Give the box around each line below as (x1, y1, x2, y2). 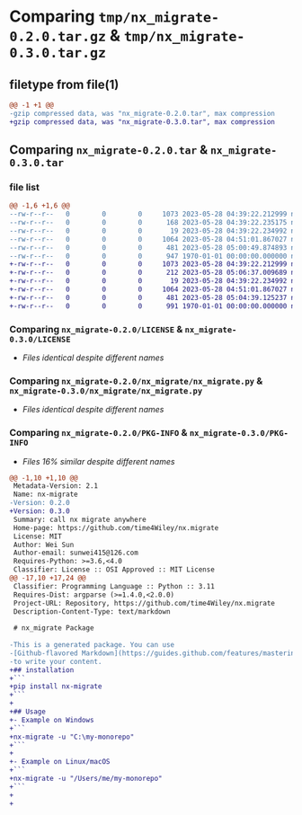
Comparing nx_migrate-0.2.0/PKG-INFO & (9, 427, 188, 439)
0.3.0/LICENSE (9, 334, 71, 344)
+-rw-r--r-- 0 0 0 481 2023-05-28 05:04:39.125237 (9, 293, 288, 302)
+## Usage (9, 707, 47, 716)
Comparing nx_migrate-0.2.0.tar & (9, 142, 209, 158)
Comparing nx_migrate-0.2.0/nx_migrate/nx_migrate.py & (9, 375, 263, 387)
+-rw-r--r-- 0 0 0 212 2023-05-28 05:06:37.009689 (9, 268, 288, 278)
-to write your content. (9, 657, 102, 666)
